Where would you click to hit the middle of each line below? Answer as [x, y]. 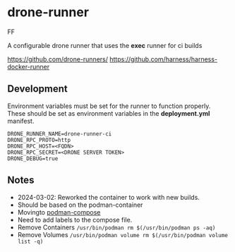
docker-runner [29, 66]
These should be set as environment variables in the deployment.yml [109, 113]
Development [38, 89]
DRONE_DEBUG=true [33, 158]
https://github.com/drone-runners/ [58, 59]
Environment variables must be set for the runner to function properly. [109, 106]
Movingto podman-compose [59, 212]
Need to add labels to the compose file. [75, 220]
